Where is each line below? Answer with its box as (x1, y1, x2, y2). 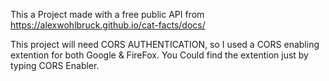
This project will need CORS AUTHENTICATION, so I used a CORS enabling (10, 39, 320, 50)
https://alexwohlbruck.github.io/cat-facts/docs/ (10, 19, 206, 31)
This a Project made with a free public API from (10, 9, 205, 20)
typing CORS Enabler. (10, 60, 100, 71)
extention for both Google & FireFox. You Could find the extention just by (10, 49, 309, 61)
